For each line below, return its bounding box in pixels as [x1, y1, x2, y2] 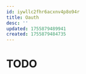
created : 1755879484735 [6, 31, 67, 37]
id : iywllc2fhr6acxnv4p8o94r [6, 8, 80, 15]
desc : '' [6, 20, 28, 26]
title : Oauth [6, 14, 39, 20]
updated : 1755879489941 [6, 25, 67, 32]
